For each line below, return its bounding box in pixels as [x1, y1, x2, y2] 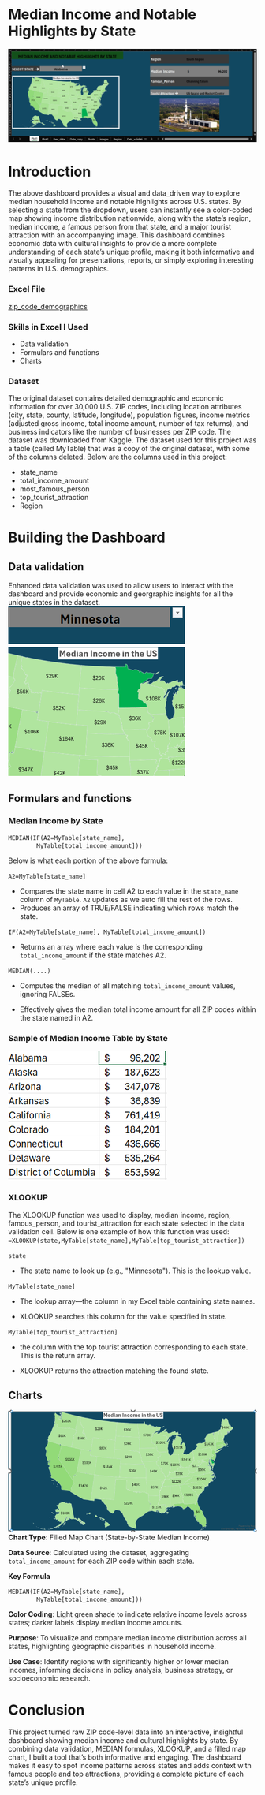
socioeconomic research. [8, 1674, 91, 1683]
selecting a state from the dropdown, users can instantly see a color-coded [8, 205, 253, 215]
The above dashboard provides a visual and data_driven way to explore [8, 188, 241, 198]
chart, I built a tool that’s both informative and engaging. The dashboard [8, 1752, 242, 1762]
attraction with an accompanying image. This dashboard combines [8, 230, 225, 240]
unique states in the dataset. [8, 598, 101, 607]
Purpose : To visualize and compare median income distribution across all [8, 1633, 247, 1642]
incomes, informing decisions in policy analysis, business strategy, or [8, 1665, 233, 1674]
